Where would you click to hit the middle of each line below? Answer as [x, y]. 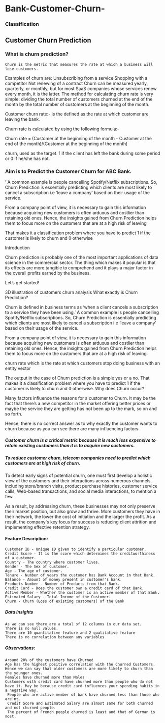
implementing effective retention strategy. [48, 527]
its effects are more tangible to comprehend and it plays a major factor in [79, 268]
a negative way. [22, 690]
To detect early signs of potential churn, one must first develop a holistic [79, 475]
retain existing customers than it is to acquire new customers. [70, 445]
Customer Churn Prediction [48, 40]
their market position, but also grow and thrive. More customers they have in [82, 512]
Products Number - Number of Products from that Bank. [63, 584]
